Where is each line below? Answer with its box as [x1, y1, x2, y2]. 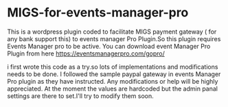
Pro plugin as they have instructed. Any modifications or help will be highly [7, 77, 218, 85]
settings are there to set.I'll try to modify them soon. [7, 91, 155, 100]
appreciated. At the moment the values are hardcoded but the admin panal [7, 84, 218, 93]
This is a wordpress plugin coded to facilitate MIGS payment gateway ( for [7, 27, 217, 36]
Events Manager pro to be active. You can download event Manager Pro [7, 42, 211, 50]
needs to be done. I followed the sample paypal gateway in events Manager [7, 70, 221, 78]
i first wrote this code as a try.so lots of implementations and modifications [7, 62, 218, 71]
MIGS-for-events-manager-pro [7, 5, 189, 21]
